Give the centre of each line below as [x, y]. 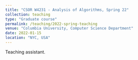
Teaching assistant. [25, 52]
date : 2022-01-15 [23, 33]
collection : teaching [28, 14]
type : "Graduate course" [31, 19]
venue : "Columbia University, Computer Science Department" [70, 28]
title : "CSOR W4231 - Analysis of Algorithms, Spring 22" [67, 10]
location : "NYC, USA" [28, 38]
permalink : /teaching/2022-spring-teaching [51, 24]
